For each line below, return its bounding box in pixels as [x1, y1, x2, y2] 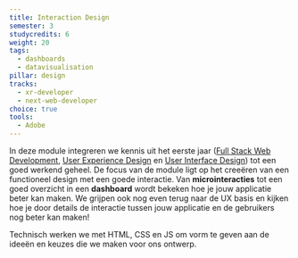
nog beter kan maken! [9, 212, 90, 222]
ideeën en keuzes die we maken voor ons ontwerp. [9, 238, 197, 249]
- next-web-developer [17, 96, 98, 105]
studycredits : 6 [9, 29, 70, 38]
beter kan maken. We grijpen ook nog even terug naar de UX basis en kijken [9, 193, 289, 204]
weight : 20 [9, 37, 50, 47]
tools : [9, 112, 34, 121]
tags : [9, 46, 29, 55]
